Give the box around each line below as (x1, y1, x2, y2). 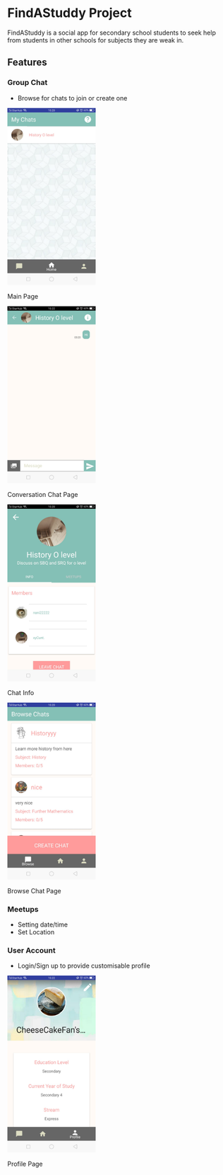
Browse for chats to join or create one (17, 93, 128, 102)
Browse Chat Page (7, 886, 61, 895)
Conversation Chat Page (7, 490, 78, 498)
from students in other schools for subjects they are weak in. (7, 35, 184, 44)
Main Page (7, 292, 39, 300)
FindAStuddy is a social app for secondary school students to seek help (7, 28, 217, 37)
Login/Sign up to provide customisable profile (17, 961, 150, 970)
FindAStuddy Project (7, 5, 132, 21)
